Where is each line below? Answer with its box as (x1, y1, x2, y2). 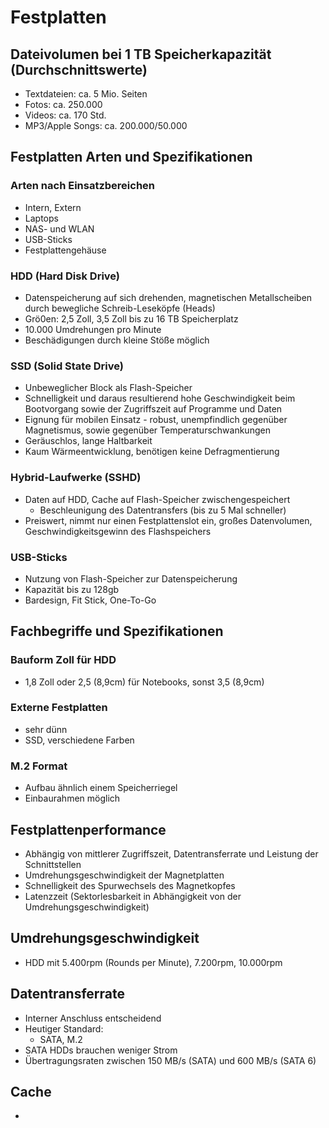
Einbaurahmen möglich (24, 792, 121, 805)
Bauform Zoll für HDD (10, 653, 117, 667)
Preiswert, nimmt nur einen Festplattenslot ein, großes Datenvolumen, (24, 514, 313, 526)
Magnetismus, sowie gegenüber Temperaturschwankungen (24, 424, 271, 436)
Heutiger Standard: (24, 1022, 104, 1035)
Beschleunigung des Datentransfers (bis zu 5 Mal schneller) (39, 504, 287, 516)
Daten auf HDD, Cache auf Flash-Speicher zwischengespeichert (24, 493, 291, 505)
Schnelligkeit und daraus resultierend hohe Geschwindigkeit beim (24, 392, 296, 405)
